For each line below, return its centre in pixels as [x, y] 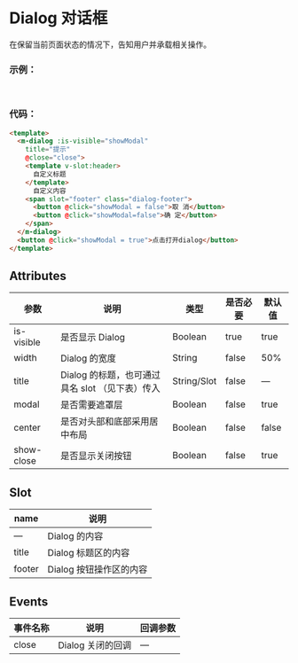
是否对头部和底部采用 [105, 422]
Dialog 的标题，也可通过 [111, 375]
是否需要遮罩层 [92, 405]
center [27, 428]
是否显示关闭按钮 [96, 456]
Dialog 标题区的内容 [89, 553]
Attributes [38, 276]
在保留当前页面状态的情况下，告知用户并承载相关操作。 [110, 44]
